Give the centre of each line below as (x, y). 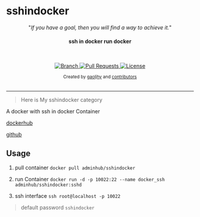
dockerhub (20, 123)
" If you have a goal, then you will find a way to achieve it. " (100, 27)
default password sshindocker (57, 207)
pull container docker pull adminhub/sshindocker (75, 168)
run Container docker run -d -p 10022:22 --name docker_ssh (90, 179)
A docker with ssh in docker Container (53, 111)
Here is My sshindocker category (62, 100)
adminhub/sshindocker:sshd (48, 185)
